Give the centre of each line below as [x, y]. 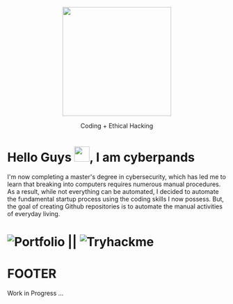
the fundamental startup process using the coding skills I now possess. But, [116, 199]
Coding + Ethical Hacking [117, 126]
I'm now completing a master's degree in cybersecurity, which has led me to [116, 176]
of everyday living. [34, 213]
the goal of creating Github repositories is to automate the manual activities [115, 206]
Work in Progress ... [35, 294]
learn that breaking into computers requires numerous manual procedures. [114, 184]
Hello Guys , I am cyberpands [101, 158]
